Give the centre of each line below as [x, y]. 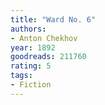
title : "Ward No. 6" [53, 19]
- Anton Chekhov [44, 38]
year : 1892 [33, 47]
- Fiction [31, 85]
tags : [21, 76]
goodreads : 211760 [48, 57]
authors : [28, 29]
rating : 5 [31, 66]
